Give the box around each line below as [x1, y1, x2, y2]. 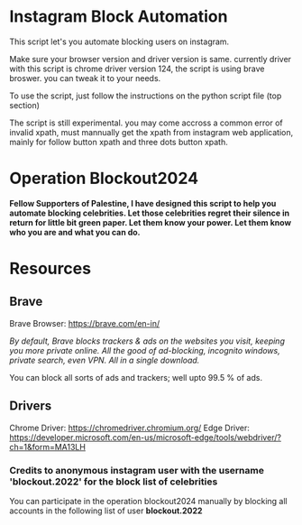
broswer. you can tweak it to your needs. [9, 72, 161, 83]
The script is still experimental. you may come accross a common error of [9, 117, 283, 128]
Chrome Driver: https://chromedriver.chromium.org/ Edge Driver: [9, 422, 250, 433]
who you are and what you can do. [9, 226, 142, 237]
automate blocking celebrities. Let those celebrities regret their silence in [9, 207, 290, 218]
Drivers [9, 399, 52, 414]
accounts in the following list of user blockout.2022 [9, 505, 203, 516]
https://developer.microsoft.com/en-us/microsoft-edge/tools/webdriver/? [9, 431, 282, 443]
